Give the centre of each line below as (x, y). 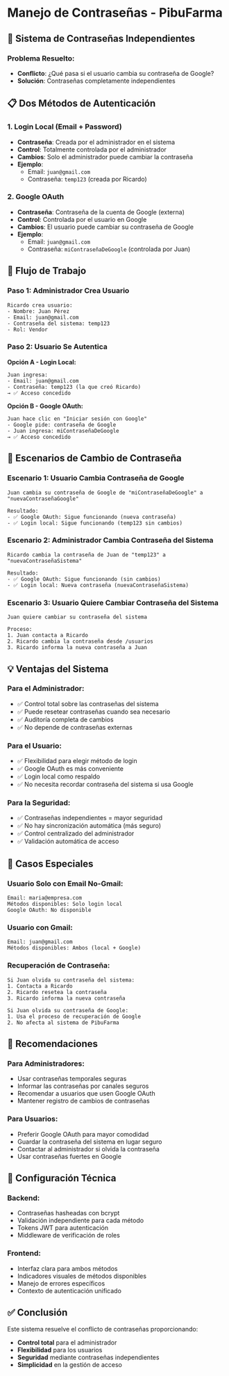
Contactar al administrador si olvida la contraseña (88, 1149)
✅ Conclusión (37, 1313)
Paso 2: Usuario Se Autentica (57, 347)
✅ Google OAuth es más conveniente (70, 769)
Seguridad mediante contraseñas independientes (88, 1357)
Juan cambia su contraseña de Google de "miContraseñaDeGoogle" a (105, 493)
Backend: (24, 1198)
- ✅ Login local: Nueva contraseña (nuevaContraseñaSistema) (98, 585)
